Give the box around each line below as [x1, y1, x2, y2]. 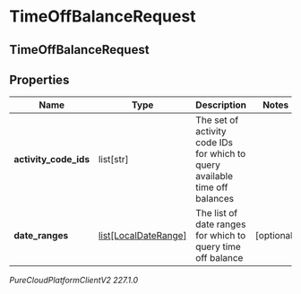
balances [195, 193, 235, 205]
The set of [195, 114, 239, 126]
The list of [195, 207, 238, 220]
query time [195, 240, 242, 253]
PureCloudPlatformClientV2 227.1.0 [9, 275, 139, 286]
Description [195, 99, 247, 111]
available [195, 170, 233, 183]
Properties [9, 72, 70, 87]
